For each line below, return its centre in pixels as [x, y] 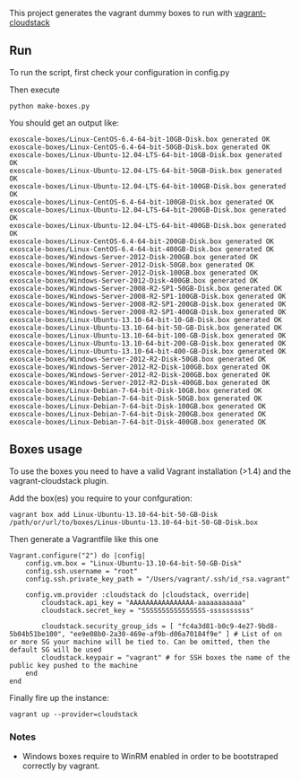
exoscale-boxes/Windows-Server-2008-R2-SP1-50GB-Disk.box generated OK [146, 288]
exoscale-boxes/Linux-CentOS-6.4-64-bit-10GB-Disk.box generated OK [140, 139]
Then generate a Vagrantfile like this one [84, 539]
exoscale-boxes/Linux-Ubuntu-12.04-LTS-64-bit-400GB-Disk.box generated [148, 225]
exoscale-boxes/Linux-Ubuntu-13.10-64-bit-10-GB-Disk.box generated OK [146, 320]
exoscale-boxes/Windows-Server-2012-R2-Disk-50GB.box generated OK [138, 359]
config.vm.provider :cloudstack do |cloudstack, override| [138, 595]
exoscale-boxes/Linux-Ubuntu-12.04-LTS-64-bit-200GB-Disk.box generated [148, 210]
